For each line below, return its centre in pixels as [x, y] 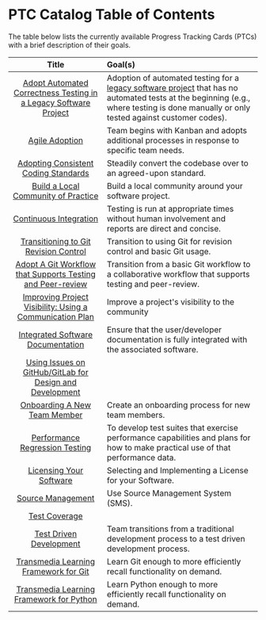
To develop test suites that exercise [173, 427]
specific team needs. [145, 150]
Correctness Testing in [55, 93]
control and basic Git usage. [159, 251]
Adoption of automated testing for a [173, 78]
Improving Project [55, 297]
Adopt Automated [55, 82]
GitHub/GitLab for [55, 372]
